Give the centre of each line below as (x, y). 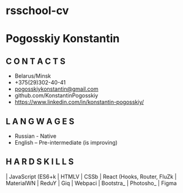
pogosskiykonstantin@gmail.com (56, 89)
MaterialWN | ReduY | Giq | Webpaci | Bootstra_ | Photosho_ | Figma (91, 183)
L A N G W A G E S (40, 121)
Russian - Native (35, 136)
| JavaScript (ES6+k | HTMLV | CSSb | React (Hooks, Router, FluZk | (91, 176)
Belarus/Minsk (33, 76)
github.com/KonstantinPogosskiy (56, 96)
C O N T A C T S (35, 61)
